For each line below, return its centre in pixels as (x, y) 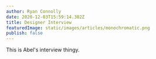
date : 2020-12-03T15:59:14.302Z (45, 17)
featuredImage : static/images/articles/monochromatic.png (78, 28)
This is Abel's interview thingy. (43, 50)
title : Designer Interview (39, 22)
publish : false (25, 33)
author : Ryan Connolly (34, 11)
